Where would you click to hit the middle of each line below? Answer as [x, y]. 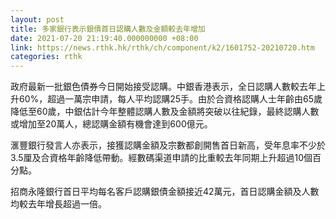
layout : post [37, 19]
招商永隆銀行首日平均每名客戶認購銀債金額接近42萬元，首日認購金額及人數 [165, 192]
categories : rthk [46, 57]
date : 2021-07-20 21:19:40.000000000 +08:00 [104, 38]
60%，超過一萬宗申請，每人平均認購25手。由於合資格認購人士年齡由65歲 [170, 99]
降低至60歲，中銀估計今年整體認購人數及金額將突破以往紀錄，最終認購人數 [165, 112]
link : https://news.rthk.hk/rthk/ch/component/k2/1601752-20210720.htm [162, 47]
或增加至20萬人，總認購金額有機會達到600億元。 [111, 124]
